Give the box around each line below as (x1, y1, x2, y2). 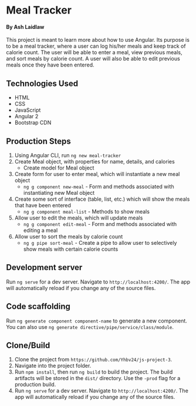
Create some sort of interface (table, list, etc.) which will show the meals (14, 195, 190, 203)
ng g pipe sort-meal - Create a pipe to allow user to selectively (23, 239, 177, 247)
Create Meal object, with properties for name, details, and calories (14, 158, 175, 165)
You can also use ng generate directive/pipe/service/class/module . (6, 323, 174, 330)
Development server (6, 262, 83, 272)
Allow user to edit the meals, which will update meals (14, 214, 143, 221)
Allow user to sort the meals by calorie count (14, 233, 123, 240)
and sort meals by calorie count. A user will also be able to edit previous (6, 55, 180, 62)
